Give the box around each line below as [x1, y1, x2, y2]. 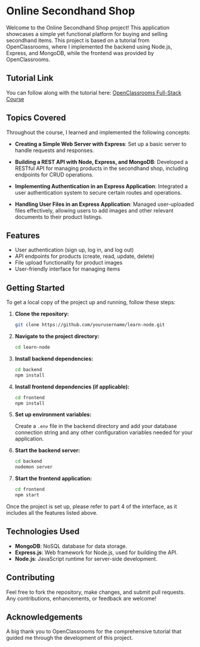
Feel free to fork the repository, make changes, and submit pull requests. [6, 588, 185, 596]
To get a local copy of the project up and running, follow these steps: [6, 299, 176, 306]
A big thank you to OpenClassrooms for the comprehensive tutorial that [6, 628, 181, 635]
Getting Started [6, 283, 65, 293]
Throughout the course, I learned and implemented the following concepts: [6, 129, 191, 136]
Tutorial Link [6, 73, 54, 83]
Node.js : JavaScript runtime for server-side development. [14, 555, 158, 562]
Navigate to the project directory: [14, 333, 100, 340]
